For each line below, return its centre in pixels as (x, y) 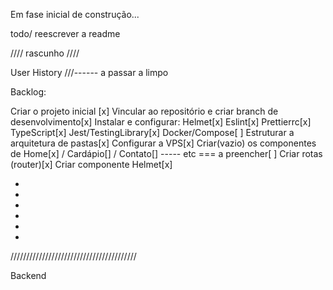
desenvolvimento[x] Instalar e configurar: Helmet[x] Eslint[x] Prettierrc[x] (161, 122)
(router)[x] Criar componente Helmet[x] (91, 164)
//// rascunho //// (45, 53)
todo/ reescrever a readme (65, 33)
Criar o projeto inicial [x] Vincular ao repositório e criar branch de (144, 111)
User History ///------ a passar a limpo (89, 72)
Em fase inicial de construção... (75, 14)
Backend (28, 275)
